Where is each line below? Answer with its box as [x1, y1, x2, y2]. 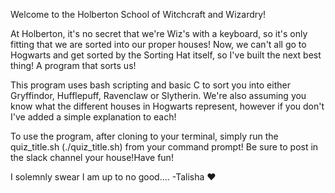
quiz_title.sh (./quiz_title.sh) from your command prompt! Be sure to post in [10, 141, 319, 153]
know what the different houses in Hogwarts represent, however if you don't [10, 100, 325, 112]
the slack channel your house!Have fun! [10, 152, 174, 163]
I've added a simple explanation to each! [10, 111, 177, 123]
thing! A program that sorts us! [10, 60, 137, 71]
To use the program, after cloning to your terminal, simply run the [10, 130, 279, 142]
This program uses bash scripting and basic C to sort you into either [10, 79, 291, 91]
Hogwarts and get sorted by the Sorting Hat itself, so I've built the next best [10, 49, 322, 61]
